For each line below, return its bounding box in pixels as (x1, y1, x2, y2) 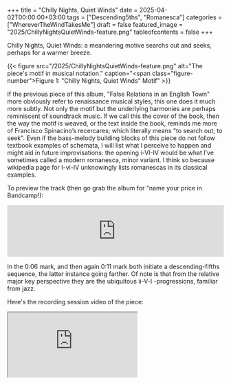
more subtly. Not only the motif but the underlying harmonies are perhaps (7, 105, 216, 112)
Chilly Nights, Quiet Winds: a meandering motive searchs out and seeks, (7, 41, 212, 49)
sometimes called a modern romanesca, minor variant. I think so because (7, 156, 215, 164)
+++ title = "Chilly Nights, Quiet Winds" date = (7, 6, 138, 14)
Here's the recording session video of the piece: (7, 298, 144, 306)
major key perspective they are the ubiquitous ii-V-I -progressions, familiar (7, 277, 218, 285)
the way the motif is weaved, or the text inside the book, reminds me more (7, 119, 218, 127)
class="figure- (152, 69, 194, 77)
